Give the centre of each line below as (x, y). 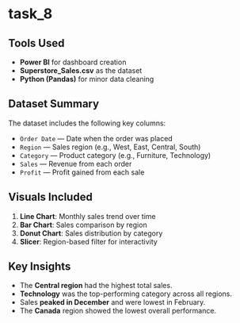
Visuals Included (50, 197)
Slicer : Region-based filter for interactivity (89, 241)
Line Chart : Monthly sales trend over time (88, 216)
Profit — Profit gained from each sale (82, 172)
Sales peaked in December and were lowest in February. (112, 302)
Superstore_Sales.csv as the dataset (81, 71)
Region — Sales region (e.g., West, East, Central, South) (110, 147)
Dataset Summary (54, 104)
